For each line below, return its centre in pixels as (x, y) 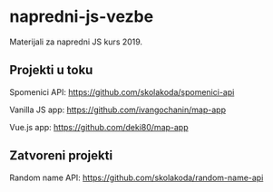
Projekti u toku (51, 70)
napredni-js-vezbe (82, 17)
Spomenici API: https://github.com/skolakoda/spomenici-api (122, 91)
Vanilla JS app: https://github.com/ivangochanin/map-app (118, 110)
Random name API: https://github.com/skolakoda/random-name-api (136, 178)
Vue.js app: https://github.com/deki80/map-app (99, 127)
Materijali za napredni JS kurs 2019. (76, 42)
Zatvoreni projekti (61, 156)
